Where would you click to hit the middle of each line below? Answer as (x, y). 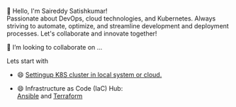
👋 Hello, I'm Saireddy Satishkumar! (57, 11)
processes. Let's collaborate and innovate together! (82, 33)
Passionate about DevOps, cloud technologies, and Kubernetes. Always (111, 18)
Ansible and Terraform (50, 96)
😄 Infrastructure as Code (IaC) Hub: (70, 88)
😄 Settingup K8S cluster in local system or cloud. (89, 75)
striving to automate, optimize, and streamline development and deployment (118, 26)
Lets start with (28, 61)
